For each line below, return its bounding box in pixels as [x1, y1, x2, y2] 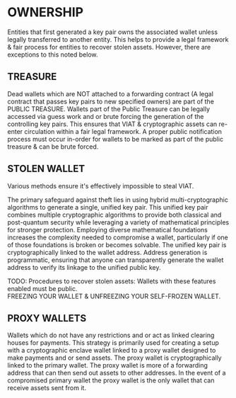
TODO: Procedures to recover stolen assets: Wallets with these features [7, 277, 216, 285]
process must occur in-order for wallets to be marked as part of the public [7, 135, 224, 143]
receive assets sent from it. [7, 384, 87, 392]
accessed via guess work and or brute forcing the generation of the [7, 112, 204, 120]
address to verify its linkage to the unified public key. [7, 263, 161, 271]
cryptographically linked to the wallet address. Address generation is [7, 248, 208, 256]
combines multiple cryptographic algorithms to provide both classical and [7, 210, 222, 219]
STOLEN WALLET [7, 163, 85, 175]
